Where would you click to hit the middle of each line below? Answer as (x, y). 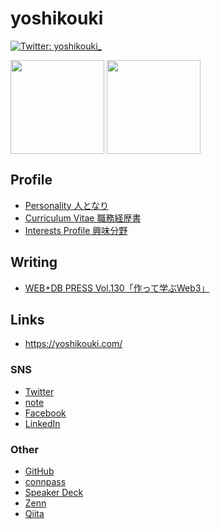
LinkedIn (42, 423)
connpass (45, 481)
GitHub (39, 471)
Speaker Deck (54, 492)
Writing (34, 262)
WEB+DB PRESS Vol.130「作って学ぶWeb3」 (117, 288)
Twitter (39, 391)
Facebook (45, 413)
